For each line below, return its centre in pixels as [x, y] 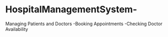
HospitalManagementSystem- [71, 10]
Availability [17, 29]
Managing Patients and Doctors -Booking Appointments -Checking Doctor [84, 24]
